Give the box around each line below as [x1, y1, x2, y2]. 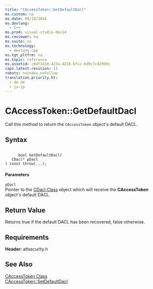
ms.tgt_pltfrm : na [5, 52, 43, 58]
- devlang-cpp [9, 48, 38, 53]
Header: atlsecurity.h [5, 246, 48, 252]
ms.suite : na [5, 39, 32, 44]
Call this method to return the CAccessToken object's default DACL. [5, 122, 138, 127]
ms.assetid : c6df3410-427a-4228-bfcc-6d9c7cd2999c [5, 62, 110, 66]
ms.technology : [5, 43, 36, 48]
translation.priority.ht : [5, 75, 58, 80]
